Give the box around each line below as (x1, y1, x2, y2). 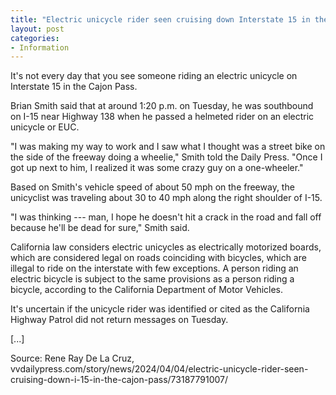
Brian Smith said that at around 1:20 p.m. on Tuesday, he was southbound (10, 100, 314, 112)
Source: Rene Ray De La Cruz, (10, 352, 135, 365)
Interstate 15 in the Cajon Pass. (10, 81, 138, 93)
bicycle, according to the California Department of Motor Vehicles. (10, 284, 284, 296)
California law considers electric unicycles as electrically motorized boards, (10, 241, 322, 253)
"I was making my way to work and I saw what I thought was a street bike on (10, 141, 326, 153)
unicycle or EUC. (10, 121, 80, 133)
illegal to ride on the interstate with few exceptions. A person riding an (10, 262, 299, 275)
